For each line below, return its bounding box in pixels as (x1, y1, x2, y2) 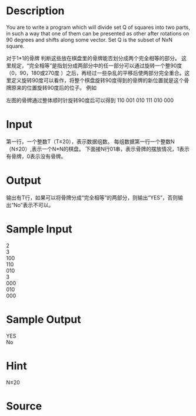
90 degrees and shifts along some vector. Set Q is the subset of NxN (6, 36, 172, 43)
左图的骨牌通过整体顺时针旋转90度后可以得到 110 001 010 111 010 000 (6, 96, 174, 104)
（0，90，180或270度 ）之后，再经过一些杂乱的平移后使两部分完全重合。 (6, 69, 185, 76)
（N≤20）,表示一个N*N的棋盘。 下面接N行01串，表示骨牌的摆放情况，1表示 (6, 145, 190, 152)
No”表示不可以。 (14, 201, 54, 208)
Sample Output (6, 313, 81, 326)
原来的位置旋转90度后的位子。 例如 (11, 84, 97, 91)
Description (6, 4, 65, 18)
